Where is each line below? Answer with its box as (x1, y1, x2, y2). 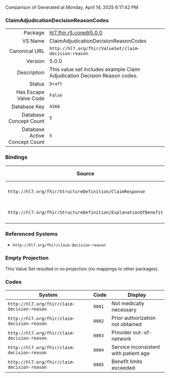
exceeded (111, 364, 136, 371)
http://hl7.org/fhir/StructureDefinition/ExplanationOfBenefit (8, 209, 163, 215)
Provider (111, 329, 132, 336)
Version (26, 58, 45, 65)
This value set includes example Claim (49, 66, 141, 73)
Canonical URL (9, 48, 45, 55)
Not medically (111, 300, 145, 307)
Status (29, 80, 45, 87)
